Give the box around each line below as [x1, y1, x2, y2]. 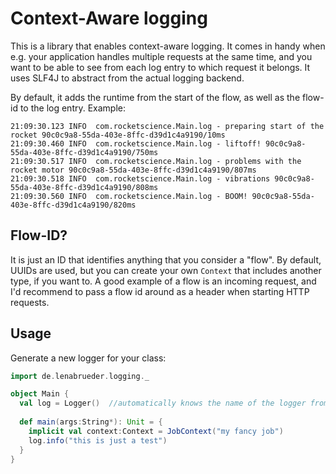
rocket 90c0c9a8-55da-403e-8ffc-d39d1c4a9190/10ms [10, 130, 226, 140]
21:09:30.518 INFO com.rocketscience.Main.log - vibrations [10, 173, 271, 184]
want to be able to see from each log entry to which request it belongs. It [10, 61, 311, 73]
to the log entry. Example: [19, 102, 127, 114]
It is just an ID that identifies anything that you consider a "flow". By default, [10, 253, 322, 266]
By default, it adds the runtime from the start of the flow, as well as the [10, 91, 301, 103]
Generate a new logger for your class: [10, 352, 167, 364]
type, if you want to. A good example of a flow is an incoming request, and [10, 275, 317, 287]
